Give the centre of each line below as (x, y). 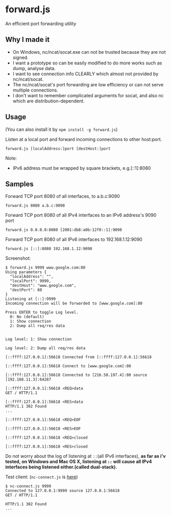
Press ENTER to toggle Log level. (42, 312)
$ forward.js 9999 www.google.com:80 (45, 268)
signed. (21, 57)
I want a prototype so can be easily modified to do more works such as (87, 63)
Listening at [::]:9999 (31, 299)
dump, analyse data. (34, 68)
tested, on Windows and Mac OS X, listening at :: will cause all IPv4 (79, 462)
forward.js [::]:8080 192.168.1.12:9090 (49, 249)
